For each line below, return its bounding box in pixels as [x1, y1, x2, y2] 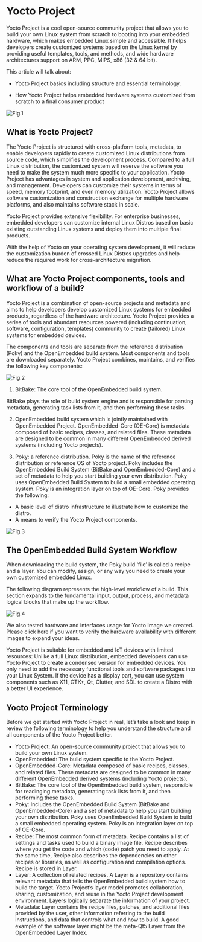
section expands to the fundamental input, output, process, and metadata [6, 592, 189, 599]
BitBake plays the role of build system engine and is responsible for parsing [6, 397, 194, 405]
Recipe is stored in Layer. [14, 865, 78, 872]
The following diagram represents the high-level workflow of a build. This [6, 586, 189, 593]
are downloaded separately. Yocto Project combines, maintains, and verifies [6, 356, 195, 363]
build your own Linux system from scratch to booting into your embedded [6, 30, 189, 37]
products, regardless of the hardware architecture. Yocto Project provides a [6, 312, 194, 319]
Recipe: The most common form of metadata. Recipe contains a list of [14, 833, 189, 840]
